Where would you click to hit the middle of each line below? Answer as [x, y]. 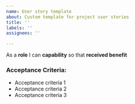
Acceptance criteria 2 [41, 89]
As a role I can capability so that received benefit [67, 55]
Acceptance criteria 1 [40, 83]
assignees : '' [23, 33]
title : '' [18, 22]
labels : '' [19, 28]
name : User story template [39, 11]
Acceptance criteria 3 [41, 95]
